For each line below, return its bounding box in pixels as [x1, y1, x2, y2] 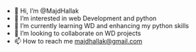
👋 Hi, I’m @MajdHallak [13, 7, 80, 15]
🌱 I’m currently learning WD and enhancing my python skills [13, 22, 190, 30]
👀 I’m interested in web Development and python [13, 14, 157, 22]
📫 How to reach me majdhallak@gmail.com [13, 37, 143, 45]
